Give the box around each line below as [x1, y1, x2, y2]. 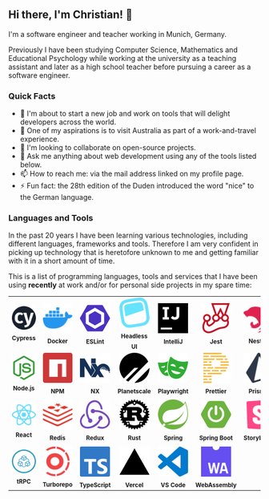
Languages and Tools [8, 213, 94, 224]
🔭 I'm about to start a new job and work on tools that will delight [19, 109, 231, 119]
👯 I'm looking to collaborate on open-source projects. [19, 143, 196, 152]
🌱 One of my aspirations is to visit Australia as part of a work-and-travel [19, 126, 256, 136]
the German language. [19, 193, 94, 202]
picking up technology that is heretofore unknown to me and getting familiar [8, 248, 259, 258]
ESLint [86, 338, 105, 346]
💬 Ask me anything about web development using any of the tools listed [19, 152, 257, 161]
